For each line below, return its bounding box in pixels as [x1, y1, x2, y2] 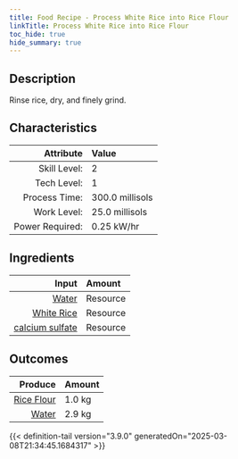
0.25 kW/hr [91, 220, 140, 232]
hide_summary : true [9, 38, 82, 47]
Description [9, 71, 76, 86]
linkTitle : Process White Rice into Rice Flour [9, 21, 190, 30]
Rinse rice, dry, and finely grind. [9, 95, 127, 105]
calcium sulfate [13, 321, 78, 333]
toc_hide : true [9, 29, 66, 38]
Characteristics [9, 121, 98, 136]
